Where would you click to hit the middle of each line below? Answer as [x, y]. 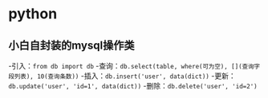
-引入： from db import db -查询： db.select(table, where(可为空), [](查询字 [134, 66]
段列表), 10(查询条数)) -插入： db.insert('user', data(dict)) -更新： [122, 76]
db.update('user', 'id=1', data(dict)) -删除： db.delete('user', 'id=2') [133, 86]
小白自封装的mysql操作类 [71, 45]
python [33, 14]
